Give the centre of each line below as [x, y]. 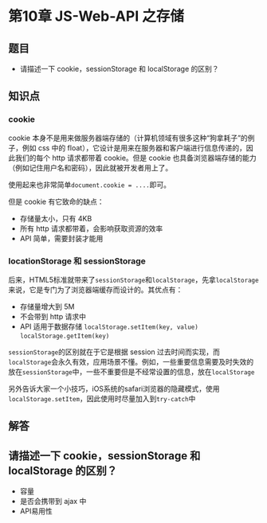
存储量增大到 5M [47, 306]
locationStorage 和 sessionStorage [77, 261]
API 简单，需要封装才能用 [61, 238]
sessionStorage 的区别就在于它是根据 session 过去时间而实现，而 [114, 352]
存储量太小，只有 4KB [56, 218]
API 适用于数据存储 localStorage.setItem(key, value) [109, 326]
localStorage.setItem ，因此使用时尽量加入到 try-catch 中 [102, 398]
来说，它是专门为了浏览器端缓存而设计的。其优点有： [96, 289]
